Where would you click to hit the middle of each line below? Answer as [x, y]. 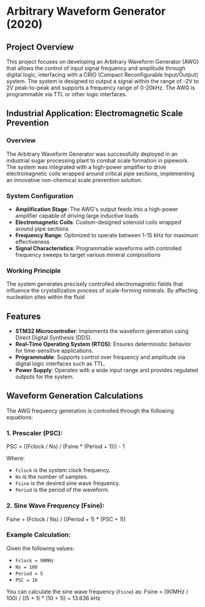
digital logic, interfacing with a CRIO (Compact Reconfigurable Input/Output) [102, 74]
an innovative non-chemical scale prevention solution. [74, 180]
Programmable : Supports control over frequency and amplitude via [100, 357]
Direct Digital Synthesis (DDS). [54, 338]
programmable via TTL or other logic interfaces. [67, 94]
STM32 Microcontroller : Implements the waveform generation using [102, 331]
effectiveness [32, 242]
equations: [20, 417]
